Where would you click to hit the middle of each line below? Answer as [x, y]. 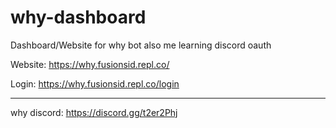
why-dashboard [78, 17]
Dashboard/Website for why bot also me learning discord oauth [141, 45]
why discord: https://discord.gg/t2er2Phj [94, 112]
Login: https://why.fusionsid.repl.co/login [95, 83]
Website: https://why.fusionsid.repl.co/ [90, 64]
